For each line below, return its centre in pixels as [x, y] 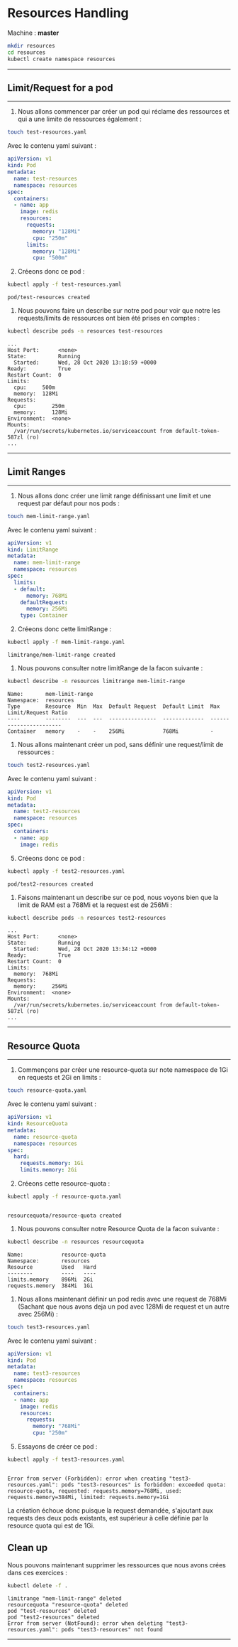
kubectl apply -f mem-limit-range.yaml [66, 642]
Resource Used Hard [52, 1267]
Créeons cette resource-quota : [64, 1184]
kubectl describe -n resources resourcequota [75, 1242]
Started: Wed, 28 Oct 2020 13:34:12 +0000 [85, 949]
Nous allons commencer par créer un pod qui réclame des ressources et [123, 112]
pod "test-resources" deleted [52, 1611]
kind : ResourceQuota [38, 1124]
